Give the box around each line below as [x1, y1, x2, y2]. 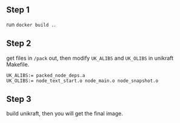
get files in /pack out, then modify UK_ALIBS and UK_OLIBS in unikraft [6, 54, 174, 61]
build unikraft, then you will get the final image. [6, 110, 123, 117]
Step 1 [6, 5, 30, 15]
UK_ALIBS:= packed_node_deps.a [6, 72, 85, 78]
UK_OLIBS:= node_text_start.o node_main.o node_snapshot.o [6, 78, 159, 84]
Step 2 [6, 39, 32, 49]
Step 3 [6, 94, 32, 104]
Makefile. [6, 60, 30, 68]
